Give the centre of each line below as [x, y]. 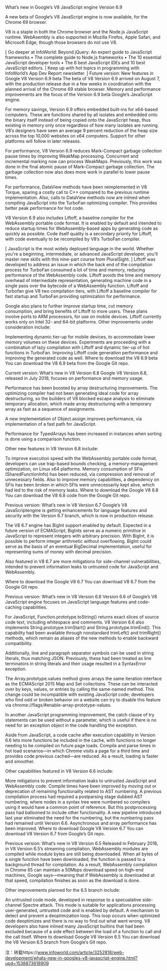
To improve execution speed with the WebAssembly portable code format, [81, 458]
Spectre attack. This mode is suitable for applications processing [89, 905]
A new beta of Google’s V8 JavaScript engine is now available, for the [76, 17]
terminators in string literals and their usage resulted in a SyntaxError [76, 663]
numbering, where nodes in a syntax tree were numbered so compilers [78, 802]
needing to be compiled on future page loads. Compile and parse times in [81, 745]
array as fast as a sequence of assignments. [50, 409]
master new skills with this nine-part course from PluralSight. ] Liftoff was [80, 259]
